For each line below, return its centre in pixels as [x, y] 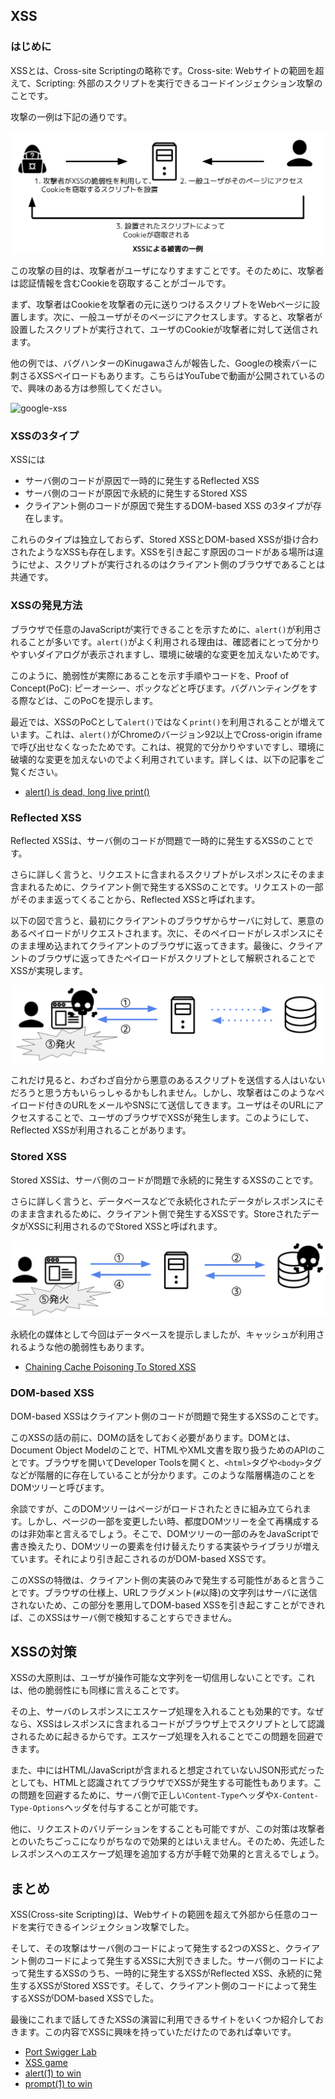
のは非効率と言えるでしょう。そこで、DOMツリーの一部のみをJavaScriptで [165, 1533]
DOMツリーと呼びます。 [60, 1487]
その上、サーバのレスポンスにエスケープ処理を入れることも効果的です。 [158, 1711]
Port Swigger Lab [60, 2052]
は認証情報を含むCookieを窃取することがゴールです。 [121, 283]
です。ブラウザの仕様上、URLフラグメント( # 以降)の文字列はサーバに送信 [168, 1592]
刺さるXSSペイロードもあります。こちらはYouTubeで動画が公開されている [163, 376]
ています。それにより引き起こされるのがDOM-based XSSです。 [141, 1558]
